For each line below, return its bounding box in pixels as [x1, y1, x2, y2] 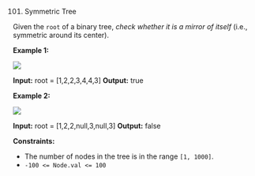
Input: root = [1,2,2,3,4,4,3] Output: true [13, 76, 144, 85]
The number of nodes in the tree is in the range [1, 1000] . [24, 152, 214, 161]
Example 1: [13, 46, 50, 54]
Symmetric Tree [24, 7, 77, 16]
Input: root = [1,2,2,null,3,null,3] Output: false [13, 122, 161, 130]
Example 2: [13, 91, 51, 100]
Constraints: [13, 137, 55, 145]
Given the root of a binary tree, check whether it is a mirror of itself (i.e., [13, 22, 248, 31]
